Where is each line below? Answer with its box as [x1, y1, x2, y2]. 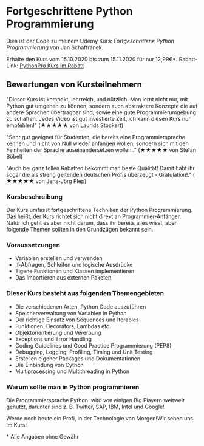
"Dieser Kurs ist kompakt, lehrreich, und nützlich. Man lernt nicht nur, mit [6, 95, 188, 103]
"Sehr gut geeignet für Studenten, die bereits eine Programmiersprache [6, 133, 185, 140]
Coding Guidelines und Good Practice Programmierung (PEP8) [15, 341, 172, 349]
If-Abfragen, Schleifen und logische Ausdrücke [15, 261, 133, 269]
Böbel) [6, 153, 23, 160]
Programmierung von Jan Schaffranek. [6, 44, 104, 51]
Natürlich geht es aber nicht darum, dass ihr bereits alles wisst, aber [6, 219, 177, 227]
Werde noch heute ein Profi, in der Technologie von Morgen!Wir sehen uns [6, 414, 194, 422]
